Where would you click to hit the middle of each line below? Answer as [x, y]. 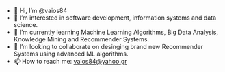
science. [26, 25]
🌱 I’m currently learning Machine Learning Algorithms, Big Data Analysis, [116, 32]
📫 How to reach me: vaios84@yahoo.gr [70, 61]
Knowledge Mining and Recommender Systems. [81, 39]
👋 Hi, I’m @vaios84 [40, 11]
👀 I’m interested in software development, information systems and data [115, 18]
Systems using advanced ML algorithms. [71, 54]
